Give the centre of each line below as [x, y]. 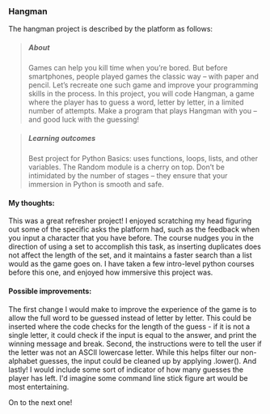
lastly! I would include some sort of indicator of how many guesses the [126, 369]
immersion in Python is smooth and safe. [96, 185]
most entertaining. [39, 386]
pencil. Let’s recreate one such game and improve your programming [143, 85]
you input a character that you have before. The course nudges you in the [131, 238]
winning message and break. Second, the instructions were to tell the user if [135, 344]
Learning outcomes [62, 138]
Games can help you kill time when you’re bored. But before [128, 68]
